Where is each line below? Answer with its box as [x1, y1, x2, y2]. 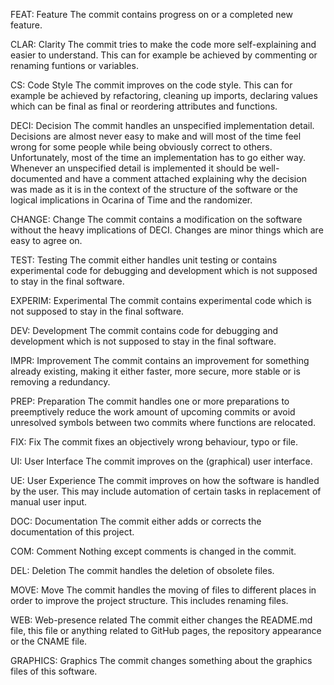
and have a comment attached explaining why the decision [64, 173, 307, 184]
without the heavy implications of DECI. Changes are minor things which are [10, 224, 324, 236]
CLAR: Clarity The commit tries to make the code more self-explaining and [10, 39, 317, 50]
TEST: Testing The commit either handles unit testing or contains [10, 254, 278, 266]
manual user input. [10, 496, 88, 508]
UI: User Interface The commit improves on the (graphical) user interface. [10, 455, 313, 467]
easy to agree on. [10, 235, 83, 246]
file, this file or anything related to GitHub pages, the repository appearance [10, 625, 322, 636]
